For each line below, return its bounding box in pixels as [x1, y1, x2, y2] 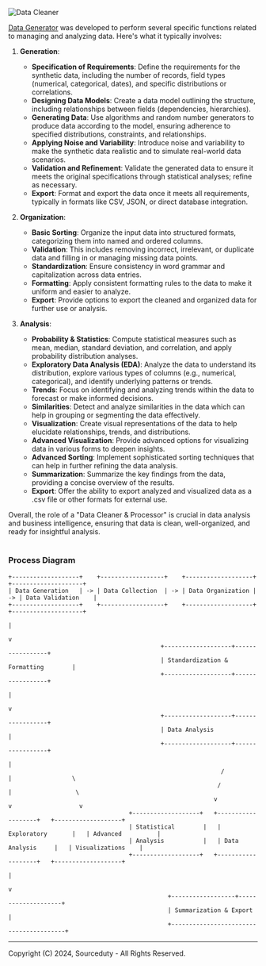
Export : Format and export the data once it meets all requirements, [31, 189, 249, 198]
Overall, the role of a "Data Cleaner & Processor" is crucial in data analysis [8, 510, 251, 519]
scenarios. [31, 155, 66, 164]
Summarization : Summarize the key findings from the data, [31, 469, 226, 479]
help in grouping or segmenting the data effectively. [31, 410, 200, 420]
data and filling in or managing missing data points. [31, 253, 198, 262]
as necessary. [31, 180, 78, 190]
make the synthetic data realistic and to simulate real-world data [31, 147, 241, 156]
